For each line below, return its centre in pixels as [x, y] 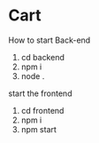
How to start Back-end [49, 40]
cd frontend [42, 110]
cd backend [43, 57]
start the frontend [40, 93]
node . [33, 75]
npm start [38, 129]
